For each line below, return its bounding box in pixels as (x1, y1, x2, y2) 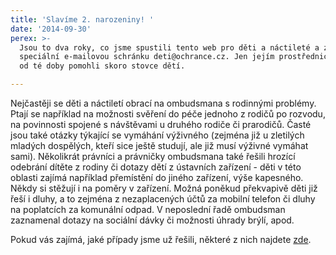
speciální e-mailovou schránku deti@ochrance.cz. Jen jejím (19, 52, 275, 62)
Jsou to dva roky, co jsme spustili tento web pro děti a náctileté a (19, 42, 320, 53)
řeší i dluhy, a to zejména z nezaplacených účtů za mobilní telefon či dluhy (10, 193, 316, 205)
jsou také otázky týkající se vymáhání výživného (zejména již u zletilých (10, 129, 305, 141)
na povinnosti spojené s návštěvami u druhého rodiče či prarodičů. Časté (10, 119, 312, 130)
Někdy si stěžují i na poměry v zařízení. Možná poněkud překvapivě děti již (10, 182, 318, 194)
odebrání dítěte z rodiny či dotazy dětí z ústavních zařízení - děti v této (10, 161, 302, 173)
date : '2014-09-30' (10, 24, 92, 34)
